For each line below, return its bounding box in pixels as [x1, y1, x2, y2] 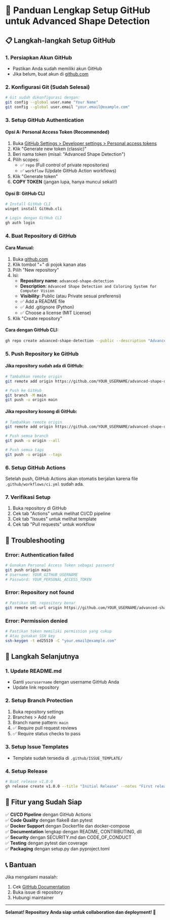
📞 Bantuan [5, 861, 36, 869]
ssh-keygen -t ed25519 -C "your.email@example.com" [5, 638, 116, 643]
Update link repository [12, 685, 59, 691]
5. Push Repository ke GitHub [5, 350, 79, 357]
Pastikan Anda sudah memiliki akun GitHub [12, 65, 102, 72]
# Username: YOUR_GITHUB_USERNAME [5, 572, 78, 577]
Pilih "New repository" [12, 266, 59, 273]
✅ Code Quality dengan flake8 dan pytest [5, 817, 93, 823]
